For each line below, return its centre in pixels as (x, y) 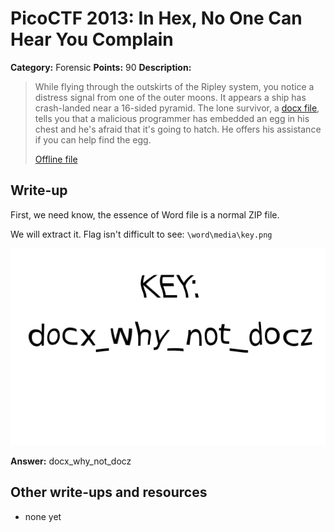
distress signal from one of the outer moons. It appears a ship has (170, 97)
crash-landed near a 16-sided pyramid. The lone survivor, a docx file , (177, 108)
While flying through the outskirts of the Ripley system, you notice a (174, 86)
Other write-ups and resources (109, 492)
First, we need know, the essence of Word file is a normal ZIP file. (145, 214)
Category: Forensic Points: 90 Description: (101, 67)
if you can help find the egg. (93, 139)
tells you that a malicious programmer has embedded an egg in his (172, 118)
